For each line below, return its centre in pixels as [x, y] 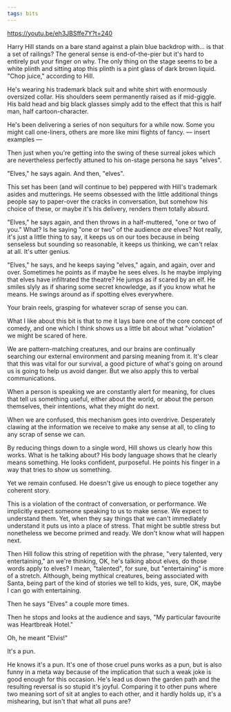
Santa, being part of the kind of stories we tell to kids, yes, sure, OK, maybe [114, 583]
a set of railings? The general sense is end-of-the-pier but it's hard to [106, 54]
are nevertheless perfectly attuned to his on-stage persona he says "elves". [114, 160]
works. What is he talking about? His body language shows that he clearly [112, 455]
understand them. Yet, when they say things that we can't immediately [107, 518]
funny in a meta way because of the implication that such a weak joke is [109, 672]
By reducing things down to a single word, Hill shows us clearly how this [110, 447]
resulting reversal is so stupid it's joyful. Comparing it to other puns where [112, 686]
